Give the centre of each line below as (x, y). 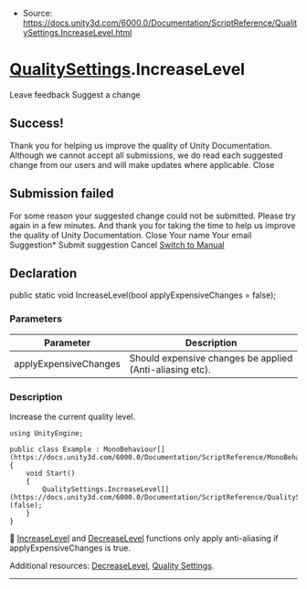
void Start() (51, 473)
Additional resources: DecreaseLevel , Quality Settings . (112, 565)
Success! (37, 124)
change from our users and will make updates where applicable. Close (142, 164)
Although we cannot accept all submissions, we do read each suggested (146, 155)
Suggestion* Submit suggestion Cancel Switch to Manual (117, 245)
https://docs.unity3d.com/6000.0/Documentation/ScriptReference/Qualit (160, 23)
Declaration (43, 273)
